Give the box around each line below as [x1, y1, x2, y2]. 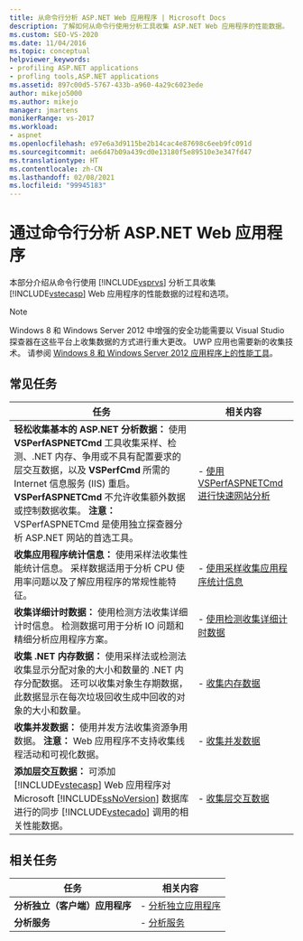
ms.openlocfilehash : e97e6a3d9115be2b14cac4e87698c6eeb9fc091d [9, 139, 252, 148]
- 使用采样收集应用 [197, 562, 280, 574]
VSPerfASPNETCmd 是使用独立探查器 [14, 517, 174, 530]
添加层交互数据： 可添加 [14, 765, 116, 778]
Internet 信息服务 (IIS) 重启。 [14, 477, 135, 489]
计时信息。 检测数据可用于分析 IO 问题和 [14, 620, 185, 632]
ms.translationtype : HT [9, 155, 99, 165]
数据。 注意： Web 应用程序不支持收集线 [14, 734, 186, 747]
